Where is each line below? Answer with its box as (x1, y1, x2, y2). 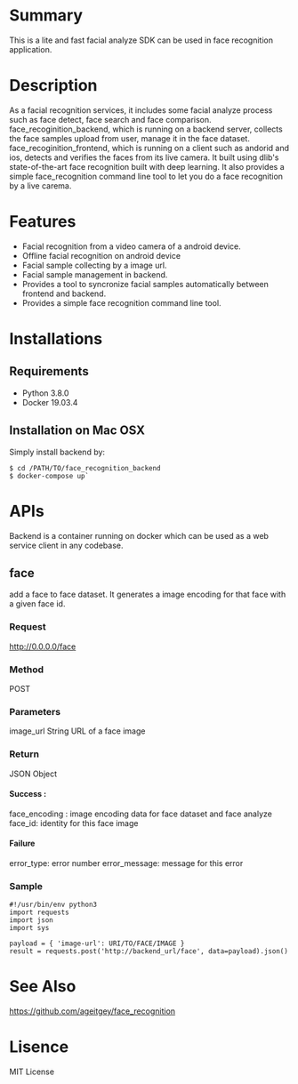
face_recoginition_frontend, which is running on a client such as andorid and (9, 142, 290, 153)
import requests (9, 908, 69, 917)
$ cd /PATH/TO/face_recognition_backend (9, 463, 162, 472)
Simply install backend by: (9, 446, 105, 457)
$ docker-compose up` (9, 471, 90, 480)
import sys (9, 924, 50, 933)
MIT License (9, 1066, 55, 1077)
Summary (9, 5, 83, 26)
